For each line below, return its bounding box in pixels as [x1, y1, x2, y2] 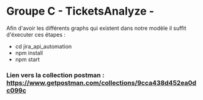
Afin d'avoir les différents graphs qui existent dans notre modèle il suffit [6, 24, 186, 32]
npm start [15, 55, 40, 63]
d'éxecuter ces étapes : [6, 30, 66, 38]
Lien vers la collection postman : [6, 71, 105, 79]
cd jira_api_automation [15, 43, 72, 50]
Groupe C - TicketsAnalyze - [6, 4, 155, 18]
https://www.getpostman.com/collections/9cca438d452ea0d [6, 78, 197, 87]
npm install [15, 49, 43, 56]
